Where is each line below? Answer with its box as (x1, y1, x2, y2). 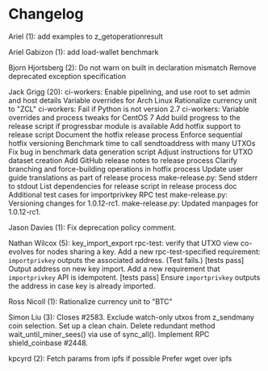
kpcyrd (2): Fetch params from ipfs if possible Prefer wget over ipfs (8, 353, 232, 363)
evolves (8, 247, 35, 256)
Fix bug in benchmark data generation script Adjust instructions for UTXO (8, 147, 253, 156)
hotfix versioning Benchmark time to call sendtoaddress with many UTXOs (8, 138, 256, 148)
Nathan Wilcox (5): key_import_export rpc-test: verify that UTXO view (8, 238, 240, 248)
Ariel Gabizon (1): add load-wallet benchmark (8, 47, 159, 56)
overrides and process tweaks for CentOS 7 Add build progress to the (8, 112, 241, 122)
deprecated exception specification (8, 71, 127, 81)
